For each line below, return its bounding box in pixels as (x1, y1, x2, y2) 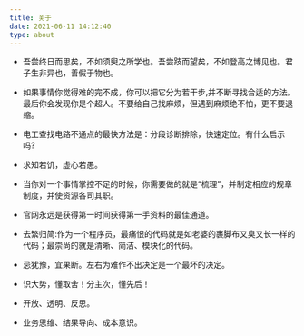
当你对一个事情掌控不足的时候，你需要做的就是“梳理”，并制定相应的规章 (22, 179, 293, 190)
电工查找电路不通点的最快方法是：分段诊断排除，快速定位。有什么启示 (22, 129, 286, 140)
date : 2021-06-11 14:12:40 (9, 22, 112, 31)
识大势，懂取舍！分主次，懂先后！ (22, 279, 151, 290)
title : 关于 (9, 13, 52, 23)
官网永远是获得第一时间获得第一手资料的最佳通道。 (22, 210, 214, 221)
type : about (9, 30, 54, 39)
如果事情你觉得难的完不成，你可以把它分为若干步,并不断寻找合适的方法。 (22, 87, 296, 98)
